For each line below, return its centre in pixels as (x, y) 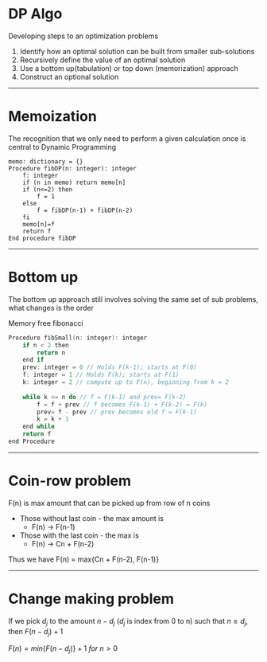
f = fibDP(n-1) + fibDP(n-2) (85, 210)
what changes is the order (51, 307)
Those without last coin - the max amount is (92, 518)
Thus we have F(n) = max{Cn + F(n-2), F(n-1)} (84, 559)
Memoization (52, 117)
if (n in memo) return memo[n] (74, 182)
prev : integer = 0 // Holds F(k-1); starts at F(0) (110, 367)
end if (33, 360)
